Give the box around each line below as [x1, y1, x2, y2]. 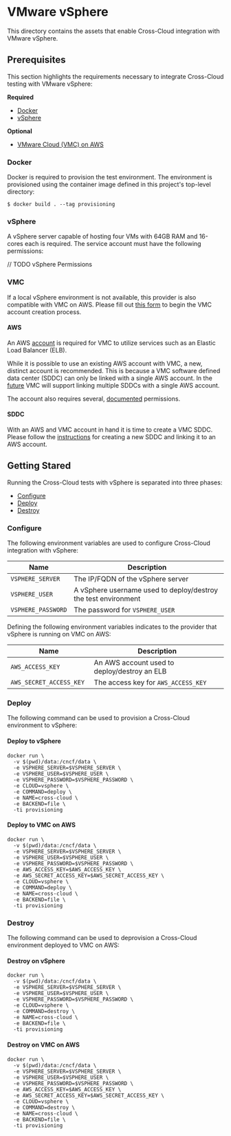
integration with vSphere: [7, 546, 79, 555]
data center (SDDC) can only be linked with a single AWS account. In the [7, 374, 213, 382]
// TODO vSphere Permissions [7, 260, 93, 269]
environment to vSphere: [7, 721, 78, 729]
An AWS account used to [93, 658, 175, 667]
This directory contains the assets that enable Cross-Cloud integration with [7, 27, 220, 35]
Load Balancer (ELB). [7, 346, 67, 354]
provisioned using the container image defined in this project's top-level [7, 180, 211, 189]
